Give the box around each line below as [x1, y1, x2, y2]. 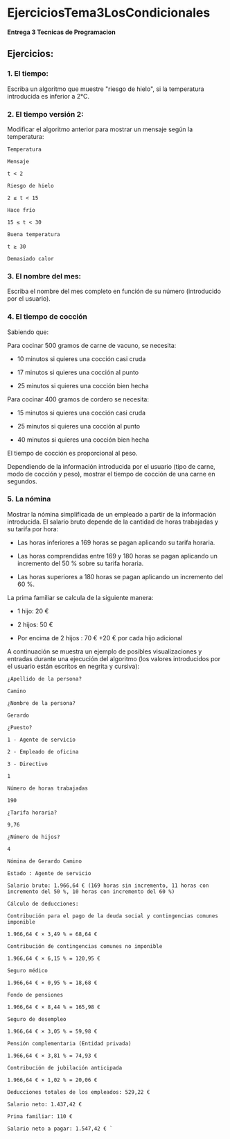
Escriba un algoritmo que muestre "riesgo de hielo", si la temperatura [7, 85, 204, 93]
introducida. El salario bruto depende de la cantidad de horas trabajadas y [7, 517, 219, 526]
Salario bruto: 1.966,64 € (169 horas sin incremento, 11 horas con [7, 882, 209, 889]
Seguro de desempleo [7, 1015, 67, 1022]
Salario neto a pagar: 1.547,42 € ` [7, 1125, 113, 1132]
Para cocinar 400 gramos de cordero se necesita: [7, 394, 149, 404]
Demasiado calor [7, 255, 54, 262]
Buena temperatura [7, 231, 60, 238]
